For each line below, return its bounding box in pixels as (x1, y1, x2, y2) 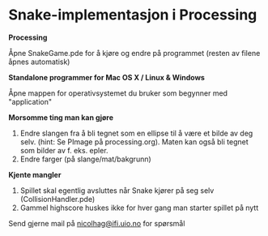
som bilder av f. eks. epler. (19, 145, 108, 155)
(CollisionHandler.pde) (19, 194, 96, 204)
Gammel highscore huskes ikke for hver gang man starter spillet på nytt (19, 203, 259, 212)
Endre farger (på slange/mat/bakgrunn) (19, 154, 151, 164)
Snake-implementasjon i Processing (8, 6, 257, 24)
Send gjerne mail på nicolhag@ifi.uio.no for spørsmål (8, 218, 185, 228)
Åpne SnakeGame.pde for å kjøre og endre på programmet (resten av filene (8, 48, 261, 58)
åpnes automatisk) (8, 57, 70, 67)
